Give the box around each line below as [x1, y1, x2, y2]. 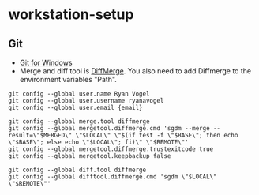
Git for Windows [19, 58, 73, 67]
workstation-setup [8, 6, 134, 24]
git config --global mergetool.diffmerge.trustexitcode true [8, 145, 214, 153]
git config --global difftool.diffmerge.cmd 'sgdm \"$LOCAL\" [8, 173, 217, 181]
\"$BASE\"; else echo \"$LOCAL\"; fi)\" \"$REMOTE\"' [8, 138, 190, 146]
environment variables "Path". [19, 75, 117, 84]
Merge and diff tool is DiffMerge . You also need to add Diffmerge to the [19, 66, 251, 76]
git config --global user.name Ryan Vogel [8, 90, 150, 98]
